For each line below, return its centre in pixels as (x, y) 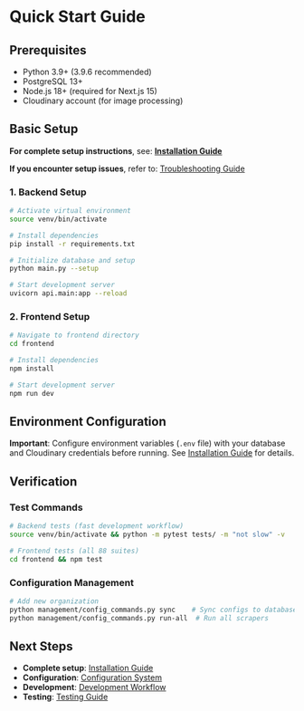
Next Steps (41, 646)
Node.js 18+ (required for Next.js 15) (90, 91)
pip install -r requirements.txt (72, 244)
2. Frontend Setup (50, 317)
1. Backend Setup (48, 192)
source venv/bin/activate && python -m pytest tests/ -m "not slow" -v (147, 535)
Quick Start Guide (78, 17)
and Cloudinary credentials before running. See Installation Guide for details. (152, 453)
